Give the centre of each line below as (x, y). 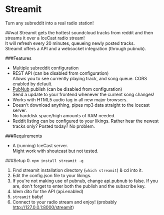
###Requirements (24, 136)
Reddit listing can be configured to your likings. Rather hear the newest (85, 121)
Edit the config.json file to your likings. (52, 175)
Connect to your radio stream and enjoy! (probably (64, 202)
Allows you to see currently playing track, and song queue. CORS (80, 78)
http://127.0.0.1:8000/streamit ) (43, 207)
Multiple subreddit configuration (45, 68)
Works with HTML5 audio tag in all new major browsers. (70, 100)
